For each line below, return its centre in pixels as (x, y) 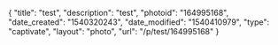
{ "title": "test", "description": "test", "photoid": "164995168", (119, 13)
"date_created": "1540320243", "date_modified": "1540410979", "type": (139, 22)
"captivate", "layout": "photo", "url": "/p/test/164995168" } (114, 31)
